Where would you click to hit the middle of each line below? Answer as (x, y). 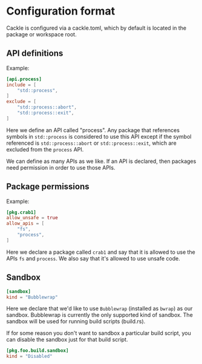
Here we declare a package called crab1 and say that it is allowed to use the (101, 252)
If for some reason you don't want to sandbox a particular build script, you (99, 333)
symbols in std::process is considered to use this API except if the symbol (99, 136)
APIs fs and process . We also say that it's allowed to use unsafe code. (93, 258)
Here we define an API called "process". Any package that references (93, 130)
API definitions (35, 54)
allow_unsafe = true (32, 218)
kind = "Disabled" (29, 356)
